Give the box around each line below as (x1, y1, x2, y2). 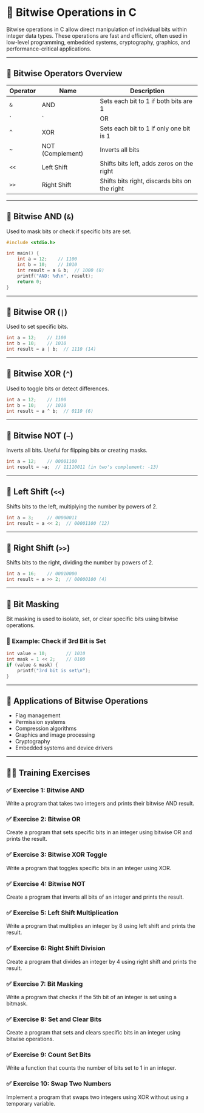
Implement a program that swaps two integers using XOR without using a (6, 1093, 189, 1101)
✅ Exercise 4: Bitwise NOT (6, 879, 86, 888)
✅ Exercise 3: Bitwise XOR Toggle (6, 851, 107, 859)
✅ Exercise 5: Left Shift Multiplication (6, 908, 118, 917)
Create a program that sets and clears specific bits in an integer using (6, 1029, 181, 1036)
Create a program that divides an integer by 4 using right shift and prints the (6, 958, 197, 965)
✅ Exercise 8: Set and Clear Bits (6, 1015, 102, 1023)
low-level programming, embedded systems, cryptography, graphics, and (6, 38, 191, 46)
